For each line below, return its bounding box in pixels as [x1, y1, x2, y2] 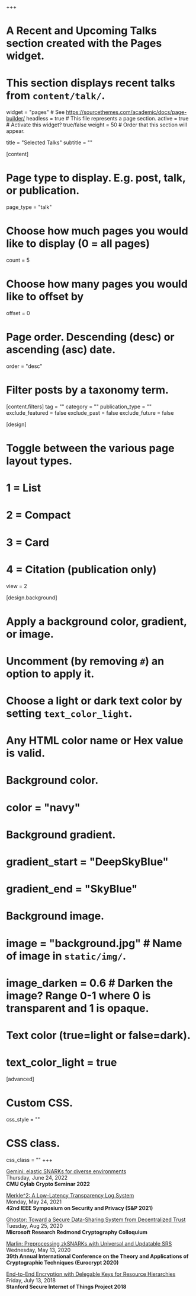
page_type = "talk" [6, 204, 52, 211]
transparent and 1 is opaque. [6, 1001, 149, 1015]
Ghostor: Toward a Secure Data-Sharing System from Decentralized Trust [6, 1216, 186, 1223]
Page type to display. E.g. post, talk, [6, 171, 186, 185]
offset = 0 [6, 309, 30, 316]
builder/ [6, 115, 25, 122]
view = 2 [6, 582, 28, 589]
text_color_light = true [6, 1056, 117, 1069]
